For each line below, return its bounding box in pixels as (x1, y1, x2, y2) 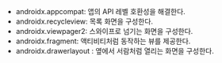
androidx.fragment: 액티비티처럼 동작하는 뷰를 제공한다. (15, 36, 191, 46)
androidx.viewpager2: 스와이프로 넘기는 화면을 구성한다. (15, 27, 193, 35)
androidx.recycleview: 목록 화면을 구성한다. (15, 17, 153, 26)
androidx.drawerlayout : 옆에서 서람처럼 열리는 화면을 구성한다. (15, 46, 214, 55)
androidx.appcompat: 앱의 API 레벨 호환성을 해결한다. (15, 7, 186, 16)
